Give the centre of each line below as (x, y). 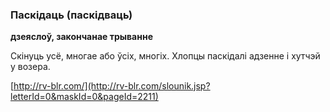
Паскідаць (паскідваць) (71, 15)
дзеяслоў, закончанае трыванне (81, 37)
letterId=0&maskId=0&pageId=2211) (84, 97)
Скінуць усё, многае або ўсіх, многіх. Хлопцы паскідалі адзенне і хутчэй (165, 56)
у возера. (30, 67)
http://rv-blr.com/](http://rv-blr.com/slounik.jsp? (112, 86)
